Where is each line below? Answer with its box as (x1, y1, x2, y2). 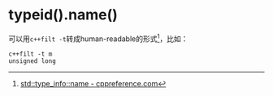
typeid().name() (8, 6, 118, 24)
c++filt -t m (8, 50, 53, 58)
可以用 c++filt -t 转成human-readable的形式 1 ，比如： (8, 32, 188, 44)
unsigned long (8, 56, 57, 65)
